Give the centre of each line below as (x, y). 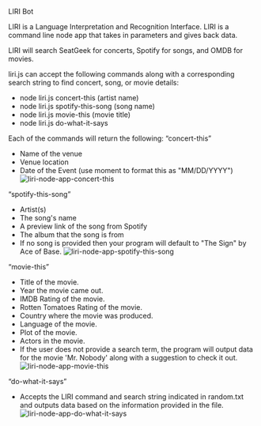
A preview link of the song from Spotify (83, 226)
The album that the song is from (72, 235)
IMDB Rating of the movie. (62, 299)
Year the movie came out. (61, 290)
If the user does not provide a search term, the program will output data (136, 349)
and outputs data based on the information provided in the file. (121, 405)
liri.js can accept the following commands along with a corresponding (121, 74)
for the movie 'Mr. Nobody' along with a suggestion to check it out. (129, 358)
